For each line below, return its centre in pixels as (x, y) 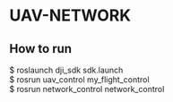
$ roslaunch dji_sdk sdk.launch (66, 70)
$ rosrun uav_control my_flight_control (79, 80)
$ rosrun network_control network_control (87, 89)
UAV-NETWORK (70, 16)
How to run (41, 49)
